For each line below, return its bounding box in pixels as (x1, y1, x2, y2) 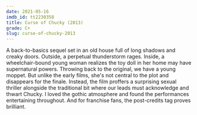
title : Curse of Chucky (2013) (6, 19, 84, 25)
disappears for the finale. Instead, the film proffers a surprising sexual (6, 78, 177, 86)
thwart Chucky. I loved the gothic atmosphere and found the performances (6, 91, 189, 98)
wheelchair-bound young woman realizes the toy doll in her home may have (6, 60, 192, 67)
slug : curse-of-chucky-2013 (6, 31, 76, 37)
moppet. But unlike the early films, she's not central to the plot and (6, 72, 169, 79)
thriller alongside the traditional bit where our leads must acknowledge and (6, 84, 189, 91)
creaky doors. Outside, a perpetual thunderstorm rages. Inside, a (6, 53, 165, 60)
